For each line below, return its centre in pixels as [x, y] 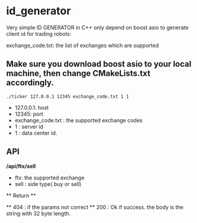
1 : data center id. [36, 133]
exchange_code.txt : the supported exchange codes [79, 120]
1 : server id [29, 126]
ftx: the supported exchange [49, 178]
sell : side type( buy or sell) [48, 184]
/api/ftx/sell [21, 166]
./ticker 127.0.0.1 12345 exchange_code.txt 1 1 [68, 97]
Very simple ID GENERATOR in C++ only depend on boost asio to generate [97, 27]
